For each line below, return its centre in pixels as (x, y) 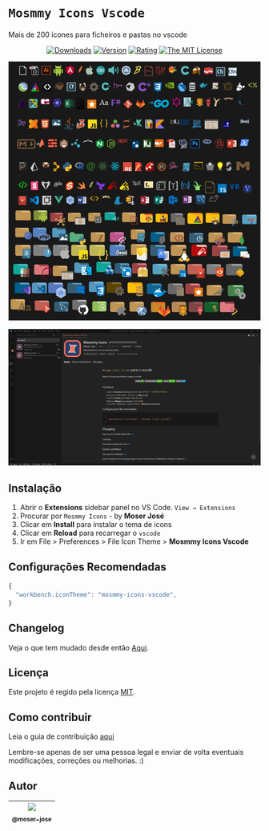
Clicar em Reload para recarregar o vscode (90, 533)
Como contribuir (50, 717)
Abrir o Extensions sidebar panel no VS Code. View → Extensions (128, 508)
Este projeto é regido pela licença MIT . (72, 692)
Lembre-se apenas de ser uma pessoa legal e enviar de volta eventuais (126, 752)
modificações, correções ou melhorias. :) (76, 760)
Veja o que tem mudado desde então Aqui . (79, 647)
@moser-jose (32, 820)
